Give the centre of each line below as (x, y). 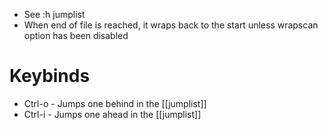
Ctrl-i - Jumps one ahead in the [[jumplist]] (112, 114)
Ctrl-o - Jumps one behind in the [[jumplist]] (115, 103)
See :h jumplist (54, 14)
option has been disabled (76, 35)
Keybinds (50, 76)
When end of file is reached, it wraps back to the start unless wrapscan (171, 25)
